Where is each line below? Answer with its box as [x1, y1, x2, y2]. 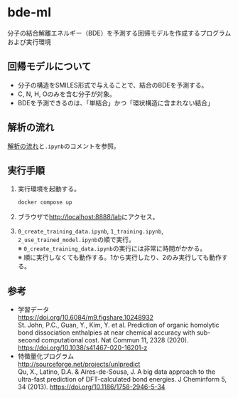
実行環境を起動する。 [17, 184, 80, 193]
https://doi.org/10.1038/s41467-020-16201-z [17, 343, 148, 352]
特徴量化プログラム [17, 352, 75, 360]
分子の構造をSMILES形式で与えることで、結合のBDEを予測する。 [17, 80, 208, 89]
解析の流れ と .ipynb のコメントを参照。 [7, 142, 120, 150]
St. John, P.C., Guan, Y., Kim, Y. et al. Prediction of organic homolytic [17, 321, 220, 330]
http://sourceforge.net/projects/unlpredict [17, 360, 141, 369]
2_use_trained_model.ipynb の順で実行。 [17, 236, 135, 244]
